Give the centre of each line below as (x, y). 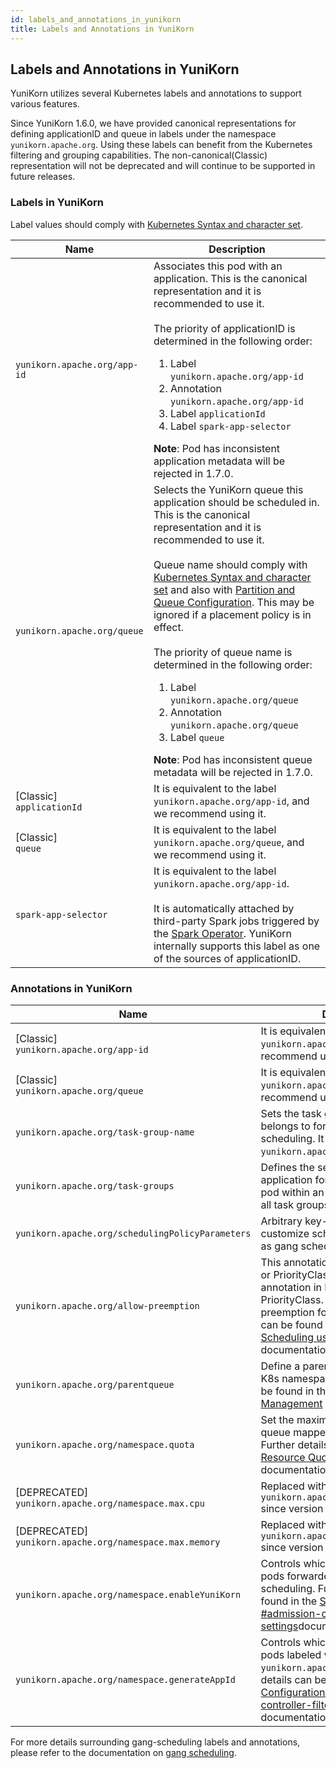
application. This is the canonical (230, 278)
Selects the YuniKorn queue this (228, 489)
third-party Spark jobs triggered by (236, 921)
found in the (289, 1601)
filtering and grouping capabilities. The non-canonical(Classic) (139, 155)
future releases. (43, 177)
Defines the (287, 1167)
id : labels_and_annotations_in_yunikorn (96, 19)
